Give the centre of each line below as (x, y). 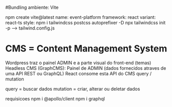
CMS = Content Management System (86, 49)
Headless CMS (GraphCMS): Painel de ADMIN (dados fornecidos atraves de (86, 68)
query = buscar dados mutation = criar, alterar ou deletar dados (73, 89)
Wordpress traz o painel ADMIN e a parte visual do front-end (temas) (78, 63)
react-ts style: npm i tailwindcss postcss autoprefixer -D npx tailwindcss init (85, 23)
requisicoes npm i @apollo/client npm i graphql (55, 98)
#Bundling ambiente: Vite (32, 7)
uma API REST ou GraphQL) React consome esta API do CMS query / (79, 73)
